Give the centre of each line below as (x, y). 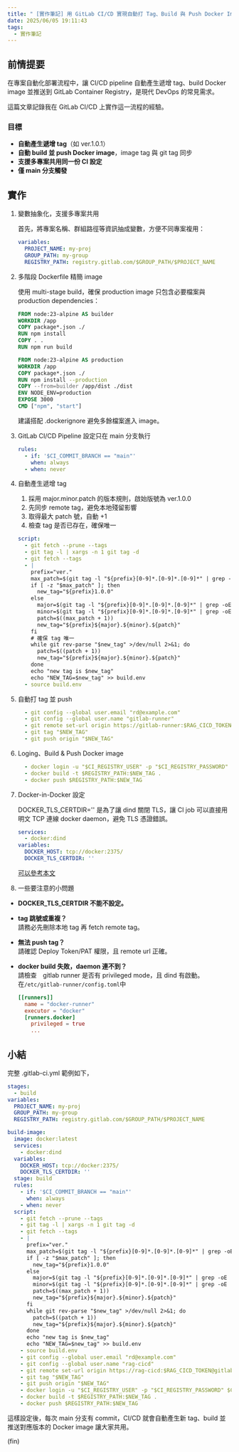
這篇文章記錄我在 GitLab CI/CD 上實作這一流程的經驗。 (87, 107)
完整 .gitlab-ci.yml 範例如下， (50, 1073)
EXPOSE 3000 (35, 400)
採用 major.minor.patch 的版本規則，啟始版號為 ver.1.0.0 (110, 499)
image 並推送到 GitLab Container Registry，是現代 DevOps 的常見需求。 (113, 92)
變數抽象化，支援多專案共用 (58, 213)
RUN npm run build (45, 347)
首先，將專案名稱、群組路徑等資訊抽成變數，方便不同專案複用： (111, 229)
